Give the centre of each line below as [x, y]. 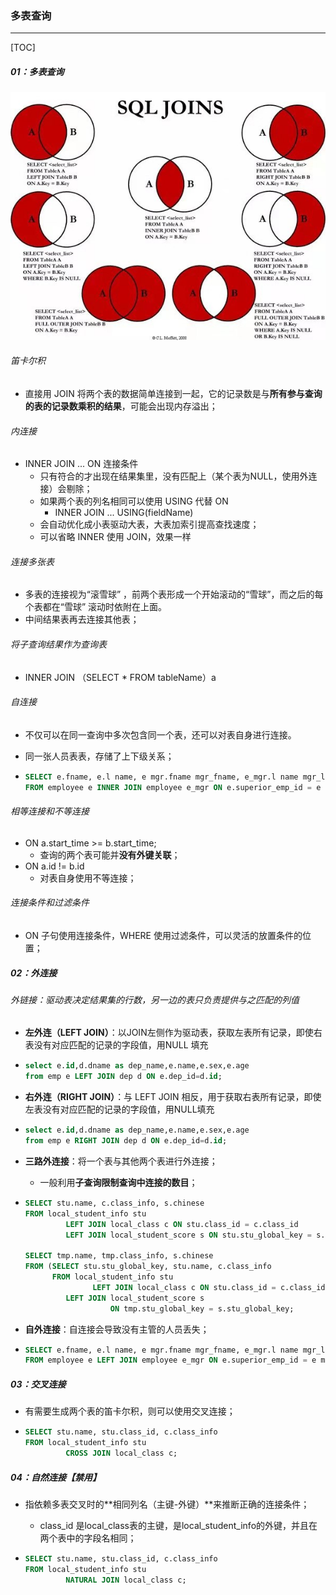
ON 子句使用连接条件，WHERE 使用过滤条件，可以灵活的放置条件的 [163, 935]
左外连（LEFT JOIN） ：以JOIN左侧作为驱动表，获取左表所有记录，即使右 [173, 1033]
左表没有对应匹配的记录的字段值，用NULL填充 [119, 1109]
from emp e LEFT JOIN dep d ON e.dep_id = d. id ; [123, 1077]
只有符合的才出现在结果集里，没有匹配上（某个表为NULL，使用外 [174, 476]
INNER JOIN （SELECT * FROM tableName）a [120, 677]
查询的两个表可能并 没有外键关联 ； [110, 854]
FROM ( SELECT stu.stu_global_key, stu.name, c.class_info [148, 1267]
